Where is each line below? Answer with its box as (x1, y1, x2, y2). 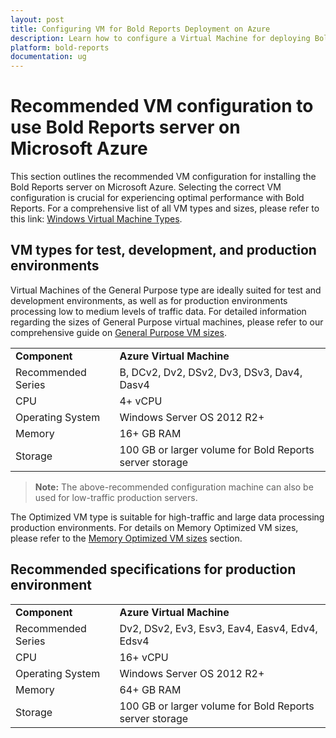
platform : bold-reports (10, 42, 110, 53)
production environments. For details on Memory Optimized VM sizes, (10, 521, 299, 533)
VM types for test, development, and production (10, 242, 317, 259)
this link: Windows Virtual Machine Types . (10, 213, 183, 225)
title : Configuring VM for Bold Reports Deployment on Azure (10, 24, 271, 34)
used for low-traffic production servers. (34, 491, 198, 503)
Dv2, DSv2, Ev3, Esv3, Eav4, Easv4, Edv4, (119, 621, 318, 635)
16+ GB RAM (119, 426, 182, 440)
